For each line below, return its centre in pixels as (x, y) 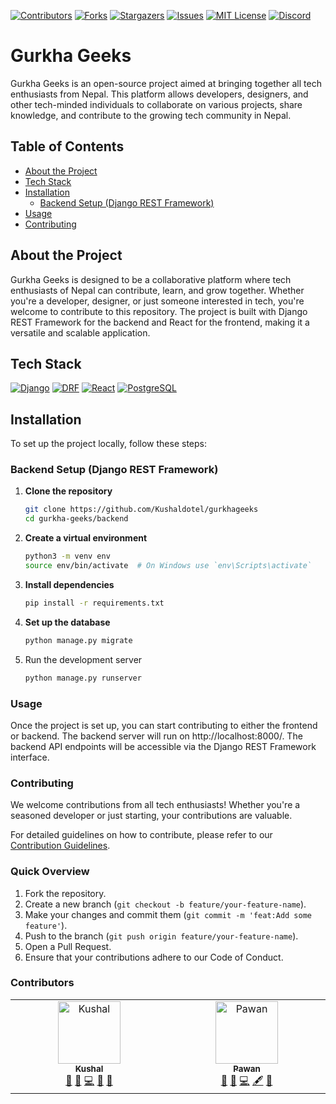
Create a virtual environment (86, 538)
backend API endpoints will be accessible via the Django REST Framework (163, 746)
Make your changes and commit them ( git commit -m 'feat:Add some (168, 914)
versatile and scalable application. (80, 332)
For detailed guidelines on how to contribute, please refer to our (141, 835)
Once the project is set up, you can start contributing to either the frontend (164, 725)
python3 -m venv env (67, 556)
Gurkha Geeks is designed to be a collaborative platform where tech (151, 279)
